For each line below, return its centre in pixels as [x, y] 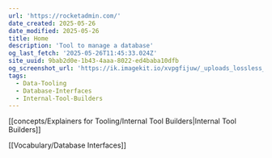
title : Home [28, 38]
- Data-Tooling [41, 83]
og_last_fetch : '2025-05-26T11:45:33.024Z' [83, 53]
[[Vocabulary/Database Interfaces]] [68, 145]
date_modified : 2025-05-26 [54, 31]
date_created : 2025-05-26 [52, 23]
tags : [17, 76]
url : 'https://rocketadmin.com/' [65, 16]
